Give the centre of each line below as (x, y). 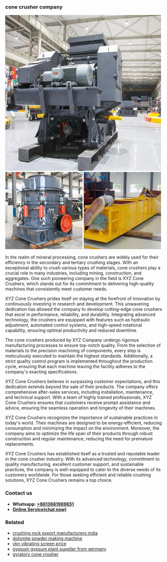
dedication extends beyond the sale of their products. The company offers (82, 387)
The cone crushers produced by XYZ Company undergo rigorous (72, 340)
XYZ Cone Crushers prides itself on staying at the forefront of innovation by (83, 299)
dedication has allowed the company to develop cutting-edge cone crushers (84, 309)
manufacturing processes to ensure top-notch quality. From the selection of (83, 345)
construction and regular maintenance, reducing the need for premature (79, 439)
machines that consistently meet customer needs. (57, 289)
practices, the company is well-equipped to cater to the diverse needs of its (83, 470)
